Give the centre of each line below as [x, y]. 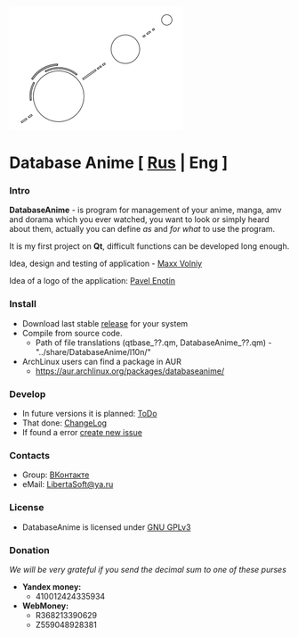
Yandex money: [52, 586]
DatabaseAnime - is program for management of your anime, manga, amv [145, 210]
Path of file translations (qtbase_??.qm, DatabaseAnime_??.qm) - [154, 343]
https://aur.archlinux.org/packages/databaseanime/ [130, 371]
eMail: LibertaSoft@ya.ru [68, 484]
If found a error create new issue [82, 433]
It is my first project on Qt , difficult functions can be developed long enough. [149, 246]
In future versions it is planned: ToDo [89, 414]
